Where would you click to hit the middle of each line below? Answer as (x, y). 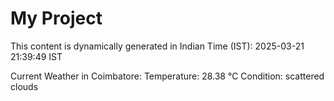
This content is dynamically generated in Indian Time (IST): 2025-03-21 (157, 46)
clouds (24, 86)
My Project (56, 18)
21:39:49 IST (36, 56)
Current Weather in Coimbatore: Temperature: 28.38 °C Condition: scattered (167, 76)
